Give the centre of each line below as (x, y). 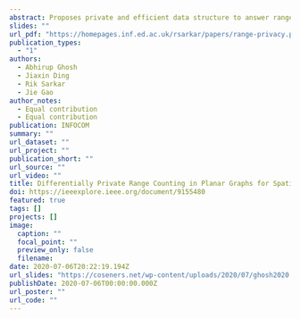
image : (21, 225)
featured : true (37, 201)
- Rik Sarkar (42, 84)
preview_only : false (55, 250)
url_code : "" (33, 300)
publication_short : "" (51, 159)
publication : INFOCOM (50, 126)
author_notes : (36, 101)
